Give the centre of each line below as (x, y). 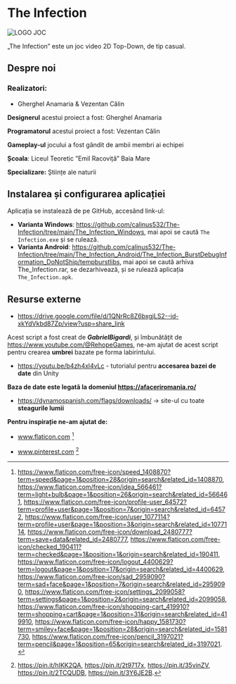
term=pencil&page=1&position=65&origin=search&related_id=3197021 (119, 644)
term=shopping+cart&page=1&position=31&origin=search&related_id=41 (122, 614)
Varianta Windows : (46, 225)
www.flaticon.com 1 (46, 436)
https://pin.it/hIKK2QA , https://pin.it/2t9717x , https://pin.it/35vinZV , (114, 665)
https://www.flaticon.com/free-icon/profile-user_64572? (105, 502)
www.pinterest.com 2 (48, 451)
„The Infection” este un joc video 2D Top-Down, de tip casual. (97, 46)
